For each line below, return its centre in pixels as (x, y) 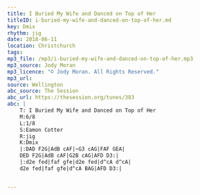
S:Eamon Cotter (42, 130)
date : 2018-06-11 (32, 40)
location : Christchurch (42, 46)
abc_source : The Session (43, 91)
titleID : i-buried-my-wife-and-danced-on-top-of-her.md (89, 20)
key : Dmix (21, 26)
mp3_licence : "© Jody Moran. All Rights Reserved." (83, 71)
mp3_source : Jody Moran (42, 65)
